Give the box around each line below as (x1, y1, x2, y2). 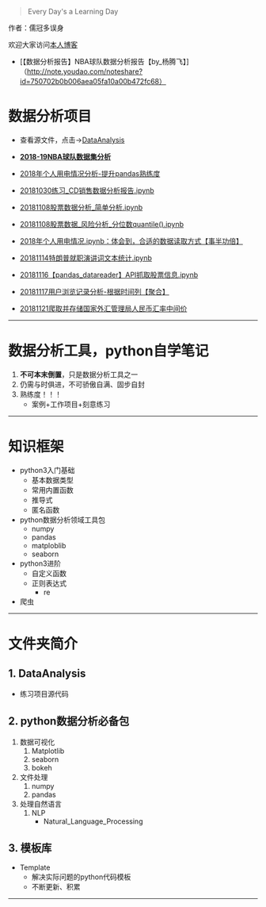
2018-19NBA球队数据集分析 (19, 152, 112, 161)
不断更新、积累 (31, 882, 81, 892)
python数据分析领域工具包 (19, 515, 105, 525)
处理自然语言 (19, 799, 62, 809)
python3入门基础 (19, 465, 75, 475)
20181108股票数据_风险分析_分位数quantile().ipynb (19, 219, 184, 229)
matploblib (31, 540, 66, 550)
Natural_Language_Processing (43, 817, 143, 826)
